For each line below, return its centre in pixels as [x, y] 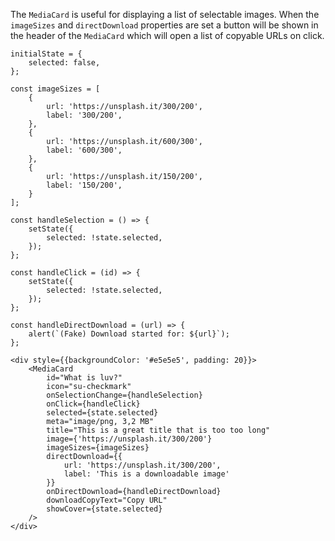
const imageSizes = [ [55, 89]
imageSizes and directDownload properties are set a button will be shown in [164, 25]
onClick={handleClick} [93, 404]
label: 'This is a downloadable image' [146, 474]
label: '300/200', [84, 115]
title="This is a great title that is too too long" [158, 430]
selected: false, [64, 63]
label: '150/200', [84, 185]
